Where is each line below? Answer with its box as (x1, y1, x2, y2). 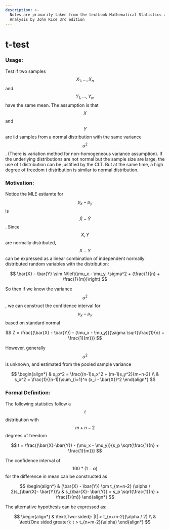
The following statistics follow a (5, 401, 71, 407)
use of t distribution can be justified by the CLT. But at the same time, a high (5, 162, 163, 168)
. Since (5, 224, 20, 230)
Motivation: (5, 179, 34, 186)
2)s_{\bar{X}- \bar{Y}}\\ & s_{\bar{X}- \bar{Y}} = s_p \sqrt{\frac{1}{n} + (11, 488, 159, 495)
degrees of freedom (5, 432, 47, 438)
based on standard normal (5, 320, 61, 326)
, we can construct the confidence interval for (5, 302, 101, 309)
